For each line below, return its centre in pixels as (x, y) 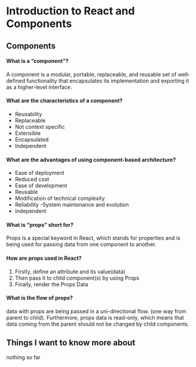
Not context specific (40, 126)
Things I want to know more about (71, 343)
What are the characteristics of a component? (65, 101)
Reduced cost (32, 179)
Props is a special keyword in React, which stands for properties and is (93, 238)
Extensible (27, 133)
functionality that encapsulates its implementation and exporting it (108, 81)
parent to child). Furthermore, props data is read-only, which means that (95, 317)
